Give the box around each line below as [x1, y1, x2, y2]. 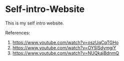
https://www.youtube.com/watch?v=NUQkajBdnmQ [12, 50, 119, 56]
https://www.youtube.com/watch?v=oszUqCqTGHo [12, 39, 119, 45]
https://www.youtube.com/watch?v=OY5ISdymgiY [12, 44, 116, 50]
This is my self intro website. [5, 20, 64, 26]
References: [5, 29, 30, 35]
